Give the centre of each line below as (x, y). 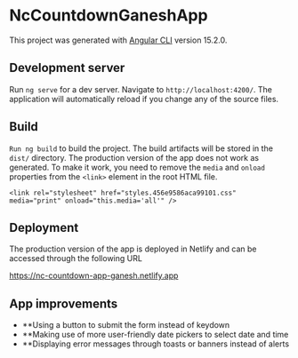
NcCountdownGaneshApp (109, 16)
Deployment (44, 227)
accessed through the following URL (76, 259)
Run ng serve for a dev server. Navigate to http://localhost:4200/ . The (141, 89)
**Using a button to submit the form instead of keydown (126, 325)
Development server (67, 68)
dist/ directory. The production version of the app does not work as (134, 157)
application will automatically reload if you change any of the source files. (144, 99)
